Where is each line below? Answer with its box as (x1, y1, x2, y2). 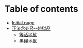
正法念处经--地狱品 (11, 25, 51, 31)
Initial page (11, 20, 35, 25)
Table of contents (4, 3, 79, 15)
